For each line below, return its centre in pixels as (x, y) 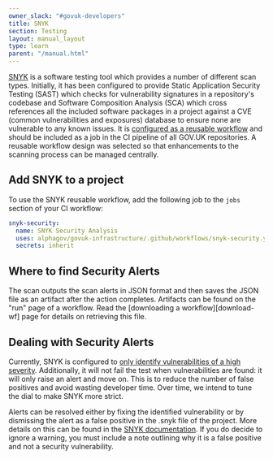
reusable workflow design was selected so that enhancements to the (124, 146)
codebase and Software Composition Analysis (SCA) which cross (118, 103)
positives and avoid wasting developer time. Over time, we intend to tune (130, 388)
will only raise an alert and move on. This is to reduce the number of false (131, 379)
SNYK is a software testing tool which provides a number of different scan (132, 77)
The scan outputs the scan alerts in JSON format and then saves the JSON (134, 291)
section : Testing (38, 31)
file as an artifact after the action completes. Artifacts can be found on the (132, 299)
